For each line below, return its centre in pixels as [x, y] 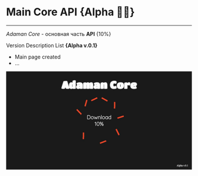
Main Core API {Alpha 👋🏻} [70, 12]
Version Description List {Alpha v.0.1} [52, 45]
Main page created [37, 57]
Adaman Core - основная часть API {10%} [59, 34]
